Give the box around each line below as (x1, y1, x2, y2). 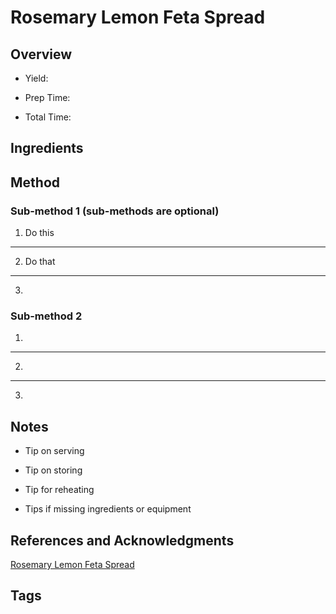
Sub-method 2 (10, 309, 83, 323)
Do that (24, 256, 56, 268)
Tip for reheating (24, 484, 95, 496)
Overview (10, 46, 73, 63)
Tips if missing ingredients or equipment (24, 503, 192, 515)
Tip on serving (24, 445, 85, 457)
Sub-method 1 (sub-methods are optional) (10, 204, 220, 218)
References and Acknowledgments (10, 532, 235, 549)
